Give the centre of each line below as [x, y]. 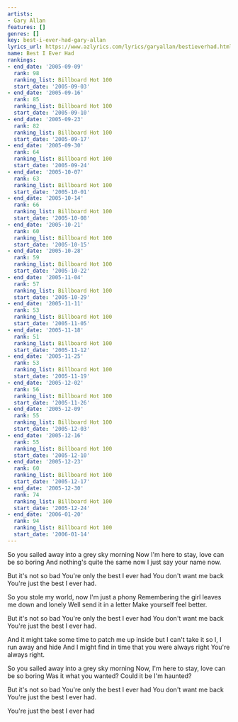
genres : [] [23, 34]
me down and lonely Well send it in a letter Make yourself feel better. [107, 604]
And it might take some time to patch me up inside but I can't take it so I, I [114, 639]
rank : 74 [27, 495]
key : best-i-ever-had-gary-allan [57, 40]
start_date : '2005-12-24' [52, 508]
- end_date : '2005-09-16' [45, 93]
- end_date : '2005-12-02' [45, 383]
